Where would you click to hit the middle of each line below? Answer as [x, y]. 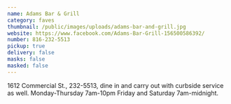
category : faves [31, 20]
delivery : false [31, 53]
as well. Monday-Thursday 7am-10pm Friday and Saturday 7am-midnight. [113, 93]
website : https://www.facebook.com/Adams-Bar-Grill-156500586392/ [106, 33]
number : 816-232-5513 [39, 40]
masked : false [28, 66]
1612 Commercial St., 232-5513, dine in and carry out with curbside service [115, 85]
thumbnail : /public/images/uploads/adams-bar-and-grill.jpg [97, 27]
